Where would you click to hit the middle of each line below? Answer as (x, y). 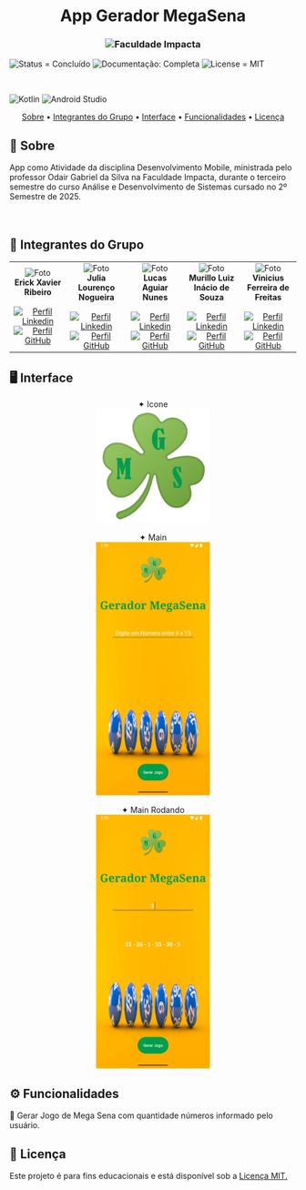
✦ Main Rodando (153, 810)
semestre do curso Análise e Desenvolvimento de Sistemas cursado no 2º (148, 187)
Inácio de (212, 287)
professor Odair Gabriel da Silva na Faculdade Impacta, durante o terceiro (148, 178)
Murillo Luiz (212, 278)
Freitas (268, 297)
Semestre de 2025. (46, 197)
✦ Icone (153, 404)
